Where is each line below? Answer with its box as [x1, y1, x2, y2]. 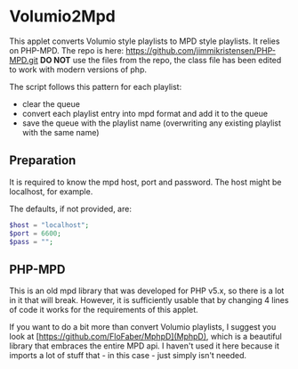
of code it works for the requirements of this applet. [9, 305, 198, 316]
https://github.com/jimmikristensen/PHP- [125, 45, 276, 55]
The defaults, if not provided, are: [9, 203, 132, 214]
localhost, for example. [9, 185, 93, 197]
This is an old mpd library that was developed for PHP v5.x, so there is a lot [9, 285, 285, 296]
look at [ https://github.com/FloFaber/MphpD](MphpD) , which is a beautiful [9, 332, 282, 342]
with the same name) [21, 127, 100, 137]
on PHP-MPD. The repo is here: [9, 45, 125, 55]
